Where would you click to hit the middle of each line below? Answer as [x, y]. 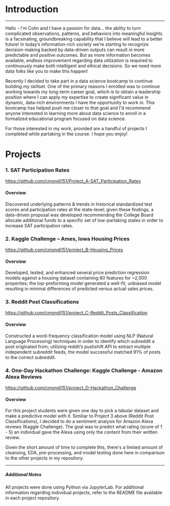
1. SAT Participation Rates [37, 170]
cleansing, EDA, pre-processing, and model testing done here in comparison [85, 453]
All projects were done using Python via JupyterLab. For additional [75, 487]
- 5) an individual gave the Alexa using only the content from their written [81, 432]
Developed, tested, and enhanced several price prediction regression [77, 273]
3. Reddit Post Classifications [42, 302]
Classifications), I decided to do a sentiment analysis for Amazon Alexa [79, 421]
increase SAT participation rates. [39, 225]
